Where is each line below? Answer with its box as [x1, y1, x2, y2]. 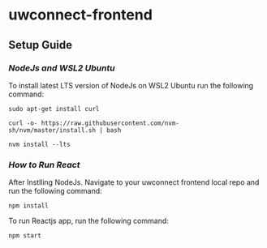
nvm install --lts [8, 140, 71, 148]
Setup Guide [8, 38, 73, 52]
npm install [8, 202, 49, 210]
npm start [8, 232, 42, 240]
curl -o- [8, 119, 38, 127]
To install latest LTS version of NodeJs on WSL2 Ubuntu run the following [8, 80, 254, 90]
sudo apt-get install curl [8, 105, 100, 113]
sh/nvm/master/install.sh [8, 126, 96, 135]
